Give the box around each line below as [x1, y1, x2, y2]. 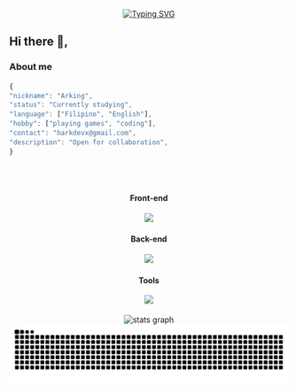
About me [9, 61, 53, 73]
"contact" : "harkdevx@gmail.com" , [9, 128, 137, 138]
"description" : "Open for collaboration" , [9, 137, 168, 147]
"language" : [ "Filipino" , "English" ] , [9, 110, 152, 119]
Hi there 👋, [9, 35, 68, 50]
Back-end [130, 234, 167, 244]
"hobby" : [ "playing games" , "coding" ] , [9, 119, 157, 128]
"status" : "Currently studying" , [9, 101, 133, 110]
